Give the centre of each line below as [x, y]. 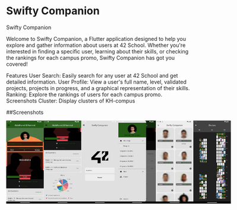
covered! [17, 64]
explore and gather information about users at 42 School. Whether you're [96, 45]
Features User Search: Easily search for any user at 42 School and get [92, 75]
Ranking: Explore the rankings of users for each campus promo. [84, 94]
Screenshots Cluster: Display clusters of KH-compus [71, 101]
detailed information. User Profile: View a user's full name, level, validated [97, 82]
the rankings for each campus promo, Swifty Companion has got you [91, 58]
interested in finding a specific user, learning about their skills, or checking [97, 51]
